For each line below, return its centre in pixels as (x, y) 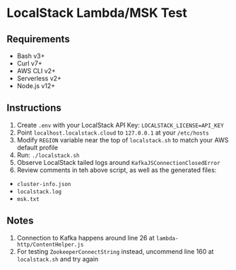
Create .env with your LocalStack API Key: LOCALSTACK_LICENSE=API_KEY (120, 125)
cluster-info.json (44, 184)
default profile (37, 147)
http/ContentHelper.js (50, 245)
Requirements (38, 39)
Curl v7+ (30, 63)
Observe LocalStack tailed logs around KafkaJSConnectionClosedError (118, 162)
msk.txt (28, 199)
